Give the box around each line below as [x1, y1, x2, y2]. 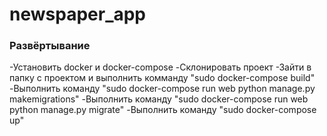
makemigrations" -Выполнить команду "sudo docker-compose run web [9, 93, 309, 105]
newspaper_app [9, 3, 147, 26]
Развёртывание [9, 39, 91, 53]
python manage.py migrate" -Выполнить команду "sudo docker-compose [9, 104, 317, 116]
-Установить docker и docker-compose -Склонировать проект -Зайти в [9, 61, 312, 73]
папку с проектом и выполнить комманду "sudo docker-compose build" [9, 72, 316, 84]
